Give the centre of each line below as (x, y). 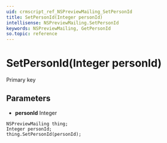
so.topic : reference (32, 34)
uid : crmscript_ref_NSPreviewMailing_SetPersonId (69, 12)
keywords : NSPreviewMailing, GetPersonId (59, 28)
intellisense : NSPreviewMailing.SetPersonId (63, 23)
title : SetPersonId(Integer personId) (54, 17)
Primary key (21, 80)
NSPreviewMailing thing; (37, 124)
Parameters (28, 99)
